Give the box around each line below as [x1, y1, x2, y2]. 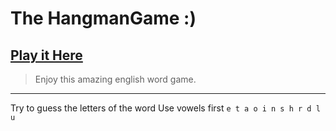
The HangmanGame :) [10, 7, 197, 30]
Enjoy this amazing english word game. [34, 73, 197, 85]
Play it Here [10, 47, 83, 64]
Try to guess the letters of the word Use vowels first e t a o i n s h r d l [10, 102, 321, 114]
